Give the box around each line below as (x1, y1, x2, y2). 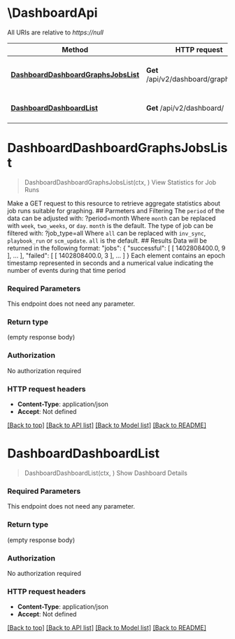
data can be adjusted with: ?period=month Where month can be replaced (7, 214, 216, 222)
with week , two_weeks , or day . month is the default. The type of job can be (7, 221, 213, 229)
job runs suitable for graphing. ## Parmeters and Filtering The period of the (7, 206, 225, 215)
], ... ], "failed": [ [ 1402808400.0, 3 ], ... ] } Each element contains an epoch (7, 251, 226, 260)
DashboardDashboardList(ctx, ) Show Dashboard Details (24, 469, 187, 477)
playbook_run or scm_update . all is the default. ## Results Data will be (7, 236, 208, 245)
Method (62, 44, 89, 54)
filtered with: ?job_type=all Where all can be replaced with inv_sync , (7, 229, 206, 237)
